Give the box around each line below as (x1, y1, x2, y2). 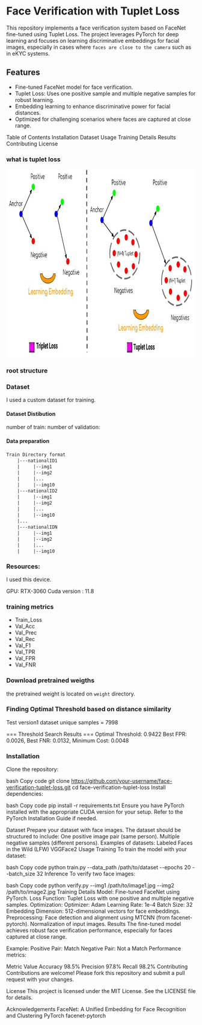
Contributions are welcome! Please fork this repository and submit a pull (6, 969, 185, 977)
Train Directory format (6, 452, 66, 458)
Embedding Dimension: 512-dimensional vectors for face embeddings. (6, 907, 181, 915)
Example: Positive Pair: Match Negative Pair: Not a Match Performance (6, 945, 182, 952)
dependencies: (6, 790, 43, 797)
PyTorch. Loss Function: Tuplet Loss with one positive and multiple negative (6, 895, 194, 902)
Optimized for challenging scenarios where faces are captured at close (14, 115, 191, 123)
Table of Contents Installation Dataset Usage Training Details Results (6, 133, 176, 141)
